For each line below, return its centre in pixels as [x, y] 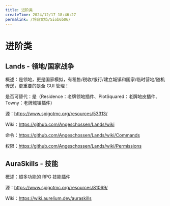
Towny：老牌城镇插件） [30, 103]
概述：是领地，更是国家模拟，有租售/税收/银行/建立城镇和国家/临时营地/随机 [85, 80]
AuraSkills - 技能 [32, 164]
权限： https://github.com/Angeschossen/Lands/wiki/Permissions [74, 146]
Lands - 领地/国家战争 [40, 66]
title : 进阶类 [19, 10]
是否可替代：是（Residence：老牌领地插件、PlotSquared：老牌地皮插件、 [83, 96]
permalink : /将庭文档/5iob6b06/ [38, 19]
